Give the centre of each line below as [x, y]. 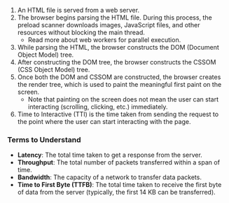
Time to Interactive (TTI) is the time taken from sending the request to [118, 114]
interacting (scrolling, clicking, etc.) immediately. [98, 107]
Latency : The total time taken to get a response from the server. [110, 155]
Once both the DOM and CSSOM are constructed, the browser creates [119, 77]
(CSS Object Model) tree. [54, 70]
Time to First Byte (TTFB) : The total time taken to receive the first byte [119, 185]
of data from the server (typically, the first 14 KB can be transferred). [116, 192]
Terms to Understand [44, 139]
